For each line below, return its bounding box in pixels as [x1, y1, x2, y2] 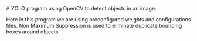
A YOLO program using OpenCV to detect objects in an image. [6, 5, 157, 12]
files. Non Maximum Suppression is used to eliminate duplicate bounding [6, 23, 182, 29]
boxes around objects [6, 28, 59, 35]
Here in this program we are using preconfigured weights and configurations [6, 16, 191, 23]
